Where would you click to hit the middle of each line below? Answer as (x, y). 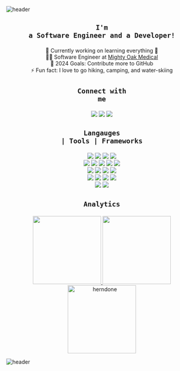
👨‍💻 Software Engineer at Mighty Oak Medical (102, 57)
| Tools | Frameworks (102, 141)
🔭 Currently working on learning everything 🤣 (102, 51)
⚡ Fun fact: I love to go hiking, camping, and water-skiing (102, 70)
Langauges (102, 133)
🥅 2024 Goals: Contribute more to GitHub (102, 64)
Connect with (102, 91)
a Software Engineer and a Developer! (102, 35)
